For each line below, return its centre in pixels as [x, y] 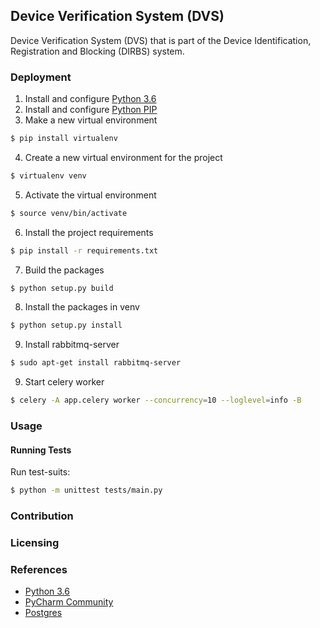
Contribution [42, 516]
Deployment [41, 77]
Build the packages [64, 270]
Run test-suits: [40, 472]
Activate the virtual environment [90, 195]
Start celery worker [64, 382]
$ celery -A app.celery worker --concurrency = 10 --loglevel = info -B [156, 400]
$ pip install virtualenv [64, 139]
